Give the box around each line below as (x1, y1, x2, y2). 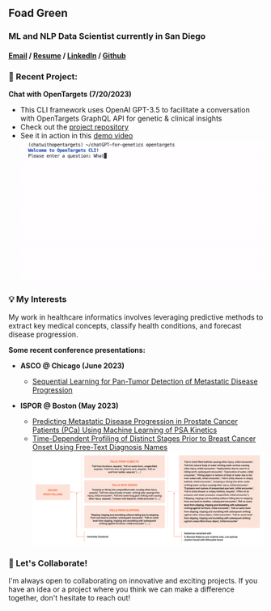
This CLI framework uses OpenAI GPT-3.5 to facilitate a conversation (19, 105, 251, 115)
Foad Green (8, 6, 69, 20)
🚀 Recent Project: (8, 70, 78, 82)
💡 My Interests (8, 294, 67, 305)
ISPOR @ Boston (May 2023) (19, 401, 119, 410)
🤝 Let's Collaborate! (8, 558, 87, 569)
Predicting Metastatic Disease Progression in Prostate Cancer (32, 416, 239, 426)
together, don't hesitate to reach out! (8, 593, 131, 603)
